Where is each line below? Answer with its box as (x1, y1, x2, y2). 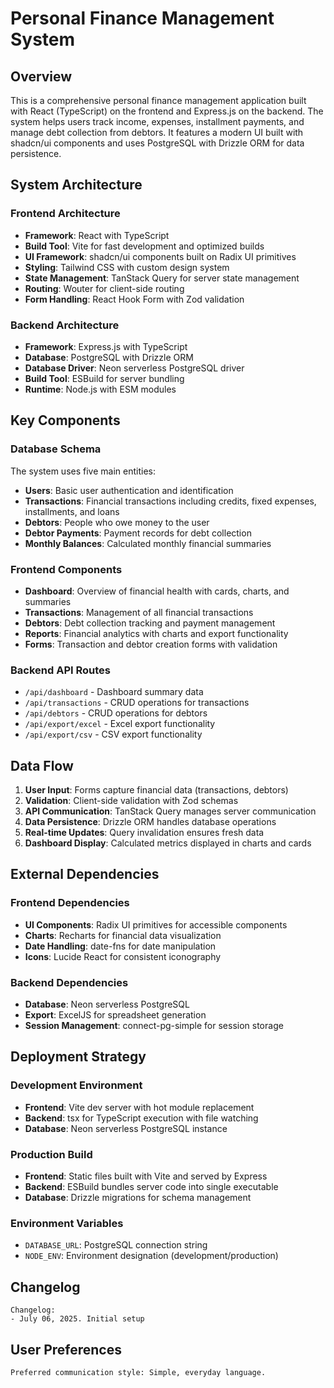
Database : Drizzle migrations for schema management (24, 1192, 252, 1204)
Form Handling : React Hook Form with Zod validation (24, 293, 245, 305)
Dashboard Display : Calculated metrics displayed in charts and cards (24, 837, 312, 849)
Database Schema (10, 442, 102, 456)
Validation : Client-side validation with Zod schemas (24, 795, 239, 807)
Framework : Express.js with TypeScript (24, 340, 188, 352)
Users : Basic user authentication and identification (24, 484, 234, 496)
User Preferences (10, 1341, 122, 1358)
